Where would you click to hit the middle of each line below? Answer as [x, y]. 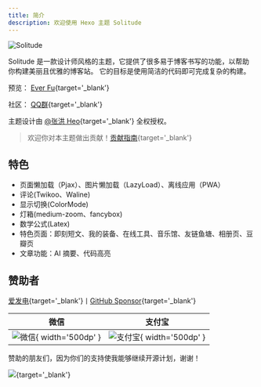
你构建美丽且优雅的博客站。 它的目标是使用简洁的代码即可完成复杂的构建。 [129, 71]
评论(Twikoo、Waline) [55, 195]
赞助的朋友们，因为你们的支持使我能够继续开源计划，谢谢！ [104, 358]
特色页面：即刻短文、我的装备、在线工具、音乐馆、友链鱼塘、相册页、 [133, 234]
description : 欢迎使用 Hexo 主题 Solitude [75, 23]
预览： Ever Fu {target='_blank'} [59, 88]
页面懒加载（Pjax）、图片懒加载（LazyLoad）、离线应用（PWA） [122, 185]
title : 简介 [26, 15]
